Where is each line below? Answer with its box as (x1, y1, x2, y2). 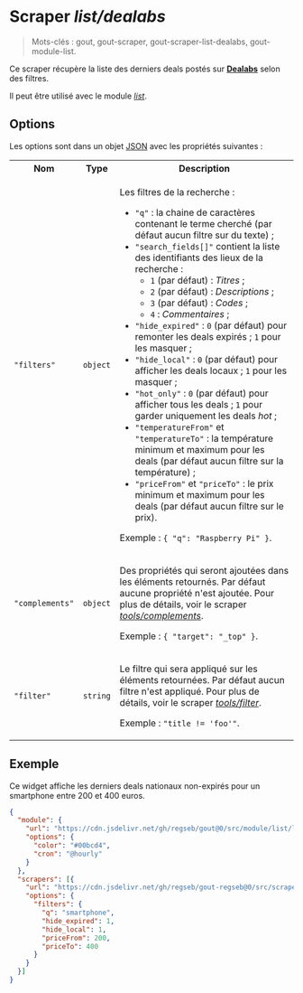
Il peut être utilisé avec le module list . (9, 90, 147, 101)
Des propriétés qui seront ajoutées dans (119, 564, 289, 576)
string (82, 690, 111, 701)
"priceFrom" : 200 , (41, 933, 111, 942)
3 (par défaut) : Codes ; (150, 296, 248, 309)
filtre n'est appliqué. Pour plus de (119, 685, 260, 698)
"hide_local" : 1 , (41, 924, 106, 934)
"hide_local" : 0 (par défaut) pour (134, 352, 278, 365)
